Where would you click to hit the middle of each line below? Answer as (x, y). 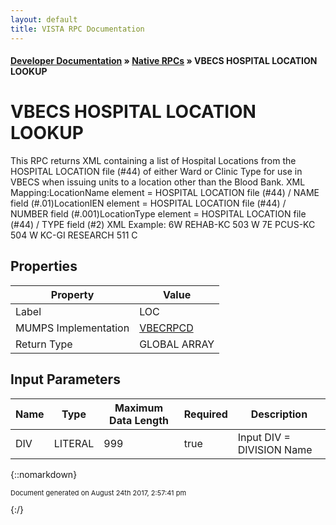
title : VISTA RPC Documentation (77, 29)
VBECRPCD (166, 328)
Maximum (139, 408)
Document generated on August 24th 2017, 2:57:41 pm (98, 492)
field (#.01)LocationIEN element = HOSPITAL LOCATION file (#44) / (148, 203)
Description (279, 414)
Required (205, 414)
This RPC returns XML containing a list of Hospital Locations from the (153, 161)
